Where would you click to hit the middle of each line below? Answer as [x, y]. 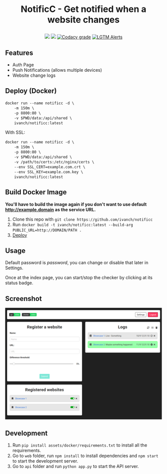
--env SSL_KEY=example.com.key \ [49, 172]
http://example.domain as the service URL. [50, 209]
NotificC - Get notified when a [83, 9]
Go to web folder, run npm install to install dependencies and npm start [85, 456]
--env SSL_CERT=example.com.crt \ [50, 167]
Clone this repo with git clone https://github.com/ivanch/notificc [83, 219]
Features [19, 53]
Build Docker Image [36, 192]
